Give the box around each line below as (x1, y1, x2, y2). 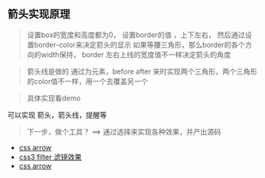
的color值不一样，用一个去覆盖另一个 (26, 76, 148, 85)
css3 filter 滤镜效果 (18, 152, 83, 161)
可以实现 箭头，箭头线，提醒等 (7, 110, 107, 119)
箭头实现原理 (7, 7, 71, 21)
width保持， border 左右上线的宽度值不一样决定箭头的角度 (40, 50, 232, 59)
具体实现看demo (26, 93, 81, 103)
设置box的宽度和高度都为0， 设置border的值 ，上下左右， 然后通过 (26, 30, 245, 40)
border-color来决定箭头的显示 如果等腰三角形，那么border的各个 (33, 40, 246, 49)
